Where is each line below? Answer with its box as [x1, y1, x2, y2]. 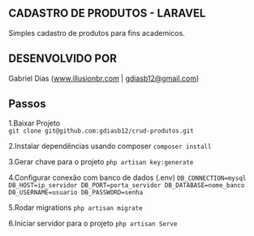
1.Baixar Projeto [8, 118, 61, 129]
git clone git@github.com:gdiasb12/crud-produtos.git [8, 127, 195, 135]
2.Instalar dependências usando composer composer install [8, 142, 212, 151]
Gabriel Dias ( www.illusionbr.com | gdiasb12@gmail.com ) [8, 73, 200, 83]
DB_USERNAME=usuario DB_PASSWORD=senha [8, 189, 144, 197]
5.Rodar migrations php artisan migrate [8, 203, 144, 212]
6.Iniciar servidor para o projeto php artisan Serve [8, 219, 178, 229]
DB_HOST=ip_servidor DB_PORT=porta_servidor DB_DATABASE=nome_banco [8, 181, 245, 190]
